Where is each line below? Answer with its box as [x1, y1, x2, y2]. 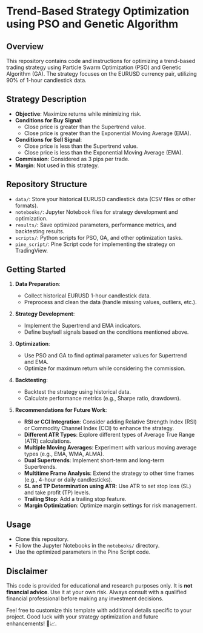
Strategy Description [6, 94, 87, 104]
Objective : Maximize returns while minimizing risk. [15, 110, 142, 118]
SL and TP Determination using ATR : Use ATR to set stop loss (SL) [24, 483, 191, 490]
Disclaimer [6, 566, 48, 576]
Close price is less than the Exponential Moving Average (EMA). [24, 148, 184, 156]
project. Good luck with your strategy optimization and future [6, 613, 159, 620]
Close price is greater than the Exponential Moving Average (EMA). [24, 129, 191, 137]
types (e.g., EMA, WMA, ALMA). [24, 450, 104, 458]
